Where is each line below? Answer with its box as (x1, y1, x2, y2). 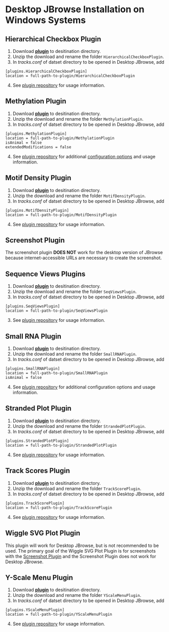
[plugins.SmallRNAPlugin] (5, 366, 60, 371)
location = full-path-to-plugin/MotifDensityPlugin (5, 212, 117, 217)
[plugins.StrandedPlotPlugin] (5, 438, 70, 444)
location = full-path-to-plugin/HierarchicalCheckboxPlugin (5, 73, 136, 78)
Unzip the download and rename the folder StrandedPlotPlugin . (12, 423, 146, 429)
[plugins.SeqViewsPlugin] (5, 304, 60, 309)
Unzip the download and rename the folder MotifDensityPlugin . (12, 193, 146, 199)
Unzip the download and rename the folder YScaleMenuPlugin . (12, 592, 142, 598)
